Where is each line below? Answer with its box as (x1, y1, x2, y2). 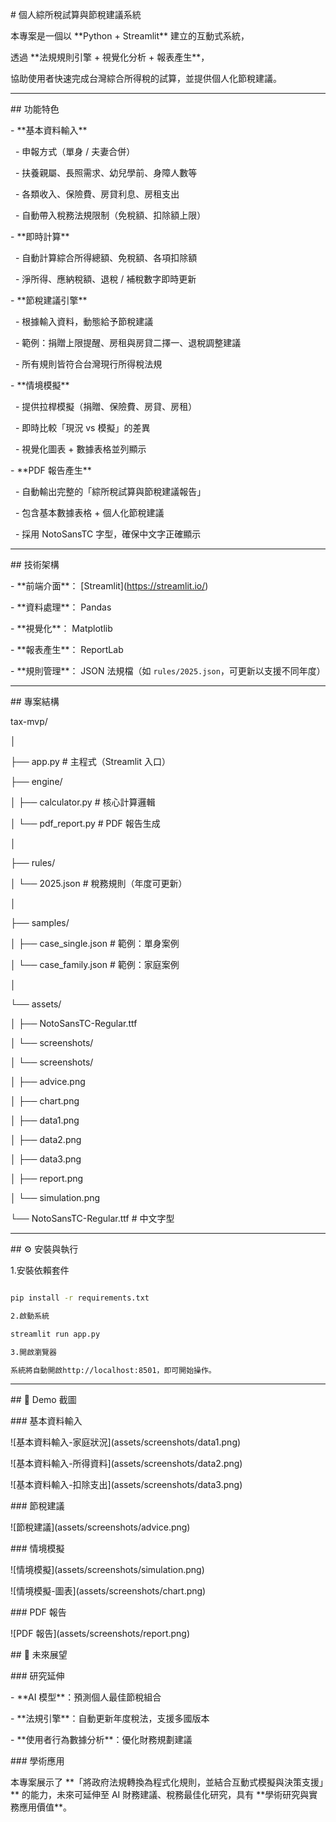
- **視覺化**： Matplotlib (10, 623, 113, 634)
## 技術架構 (10, 559, 60, 570)
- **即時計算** (10, 231, 70, 242)
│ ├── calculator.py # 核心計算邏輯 (10, 796, 156, 808)
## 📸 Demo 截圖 (10, 1394, 77, 1406)
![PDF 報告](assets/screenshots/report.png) (10, 1628, 191, 1640)
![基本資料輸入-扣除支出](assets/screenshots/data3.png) (10, 1479, 243, 1491)
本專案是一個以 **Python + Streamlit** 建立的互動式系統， (10, 30, 250, 42)
